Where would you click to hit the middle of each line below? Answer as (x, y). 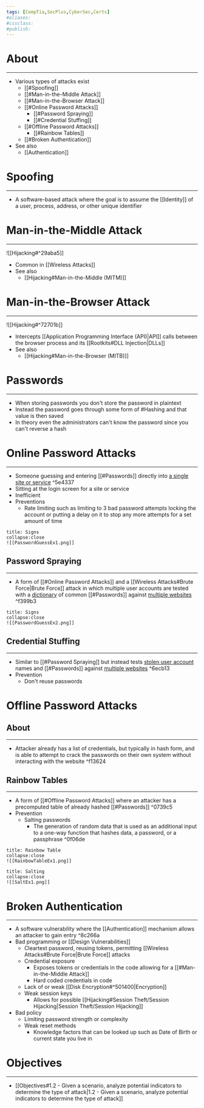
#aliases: (19, 18)
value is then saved (39, 415)
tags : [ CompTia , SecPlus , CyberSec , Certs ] (58, 12)
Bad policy (28, 1013)
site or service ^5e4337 (45, 482)
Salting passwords (47, 820)
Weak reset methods (50, 1026)
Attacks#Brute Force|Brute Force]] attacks (77, 955)
